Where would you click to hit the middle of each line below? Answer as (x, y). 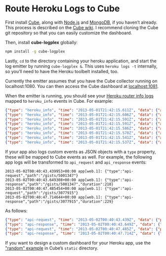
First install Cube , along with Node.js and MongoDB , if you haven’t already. (81, 22)
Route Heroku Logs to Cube (62, 9)
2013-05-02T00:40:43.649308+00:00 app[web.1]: (54, 180)
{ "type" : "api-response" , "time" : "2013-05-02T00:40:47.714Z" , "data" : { (83, 234)
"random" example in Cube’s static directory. (52, 248)
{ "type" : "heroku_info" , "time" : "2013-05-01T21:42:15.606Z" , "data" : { (82, 115)
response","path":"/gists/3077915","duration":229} (59, 201)
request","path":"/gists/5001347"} (42, 175)
